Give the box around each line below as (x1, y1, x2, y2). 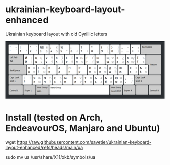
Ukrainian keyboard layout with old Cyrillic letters (5, 31, 108, 37)
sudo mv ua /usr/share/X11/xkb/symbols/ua (5, 154, 96, 160)
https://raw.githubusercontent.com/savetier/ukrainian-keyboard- (17, 139, 152, 145)
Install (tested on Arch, (5, 112, 103, 123)
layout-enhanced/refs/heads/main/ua (5, 144, 83, 150)
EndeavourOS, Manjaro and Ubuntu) (5, 123, 160, 134)
